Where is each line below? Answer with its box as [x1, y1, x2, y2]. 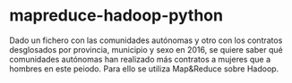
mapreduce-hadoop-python [9, 5, 224, 26]
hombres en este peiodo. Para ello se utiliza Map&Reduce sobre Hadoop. [9, 63, 279, 74]
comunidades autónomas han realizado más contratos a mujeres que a [9, 54, 271, 64]
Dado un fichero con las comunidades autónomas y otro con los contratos [9, 35, 283, 46]
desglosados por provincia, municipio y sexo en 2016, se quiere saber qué [9, 44, 284, 54]
